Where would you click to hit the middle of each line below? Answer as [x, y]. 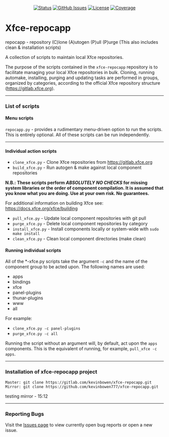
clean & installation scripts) [33, 47]
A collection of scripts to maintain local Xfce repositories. [64, 57]
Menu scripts [19, 118]
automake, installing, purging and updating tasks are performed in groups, [82, 78]
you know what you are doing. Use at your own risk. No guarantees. [77, 194]
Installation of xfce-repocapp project [51, 372]
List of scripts [22, 106]
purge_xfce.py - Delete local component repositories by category [80, 224]
